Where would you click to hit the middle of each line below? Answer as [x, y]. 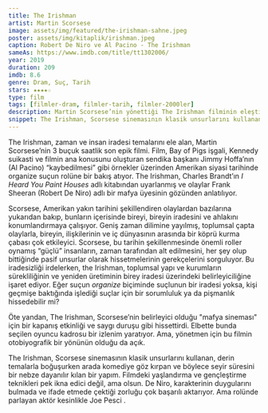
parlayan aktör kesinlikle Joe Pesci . [67, 400]
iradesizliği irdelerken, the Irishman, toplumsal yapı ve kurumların [115, 267]
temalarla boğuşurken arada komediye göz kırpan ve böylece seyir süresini [132, 366]
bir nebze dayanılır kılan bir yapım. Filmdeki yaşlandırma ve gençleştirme [128, 375]
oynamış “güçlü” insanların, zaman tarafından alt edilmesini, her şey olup [128, 250]
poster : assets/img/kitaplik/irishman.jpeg [82, 38]
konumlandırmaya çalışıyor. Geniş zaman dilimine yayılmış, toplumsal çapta [132, 225]
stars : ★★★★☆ [30, 90]
